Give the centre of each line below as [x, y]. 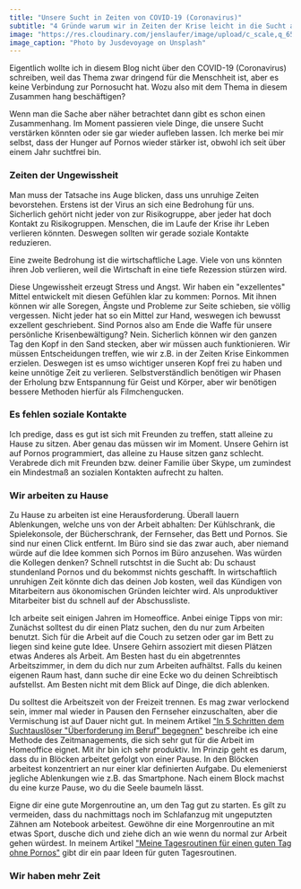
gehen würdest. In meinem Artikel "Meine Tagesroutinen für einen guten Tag [150, 843]
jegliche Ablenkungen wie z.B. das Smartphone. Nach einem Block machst [147, 778]
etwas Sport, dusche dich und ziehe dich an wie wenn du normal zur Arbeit [148, 833]
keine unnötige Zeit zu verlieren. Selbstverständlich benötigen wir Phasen [146, 372]
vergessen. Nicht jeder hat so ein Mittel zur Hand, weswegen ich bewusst [145, 315]
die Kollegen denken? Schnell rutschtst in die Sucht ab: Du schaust [133, 563]
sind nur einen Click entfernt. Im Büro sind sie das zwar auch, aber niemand [149, 544]
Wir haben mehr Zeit [55, 876]
